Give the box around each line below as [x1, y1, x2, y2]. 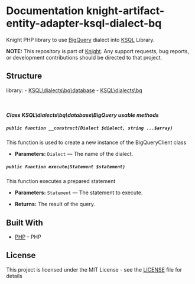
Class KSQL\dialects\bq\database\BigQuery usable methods [6, 112, 159, 119]
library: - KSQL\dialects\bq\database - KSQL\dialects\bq [6, 87, 143, 94]
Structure [6, 71, 43, 81]
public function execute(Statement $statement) [6, 164, 126, 169]
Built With [6, 217, 43, 228]
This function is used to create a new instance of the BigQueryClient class [6, 139, 187, 146]
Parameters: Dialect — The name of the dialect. [14, 151, 134, 158]
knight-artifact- [86, 4, 165, 18]
